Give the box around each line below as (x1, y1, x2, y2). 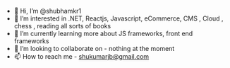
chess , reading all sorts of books (13, 22, 111, 30)
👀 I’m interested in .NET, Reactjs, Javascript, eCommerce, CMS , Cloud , (13, 14, 224, 23)
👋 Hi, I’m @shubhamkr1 (13, 7, 82, 15)
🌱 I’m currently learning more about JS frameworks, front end (13, 29, 193, 38)
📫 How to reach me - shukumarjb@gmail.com (13, 52, 150, 60)
